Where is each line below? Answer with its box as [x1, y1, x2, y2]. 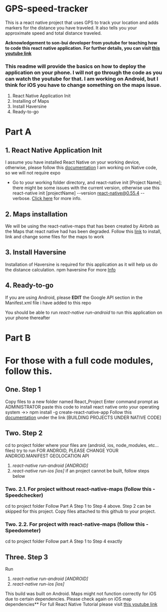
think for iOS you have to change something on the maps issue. [5, 81, 162, 88]
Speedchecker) [5, 492, 43, 499]
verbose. [12, 196, 31, 202]
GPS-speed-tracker [5, 3, 88, 14]
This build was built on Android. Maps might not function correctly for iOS [5, 591, 157, 597]
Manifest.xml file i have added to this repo [5, 300, 91, 306]
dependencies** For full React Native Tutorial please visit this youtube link [5, 602, 158, 608]
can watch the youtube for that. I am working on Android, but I [5, 75, 159, 82]
